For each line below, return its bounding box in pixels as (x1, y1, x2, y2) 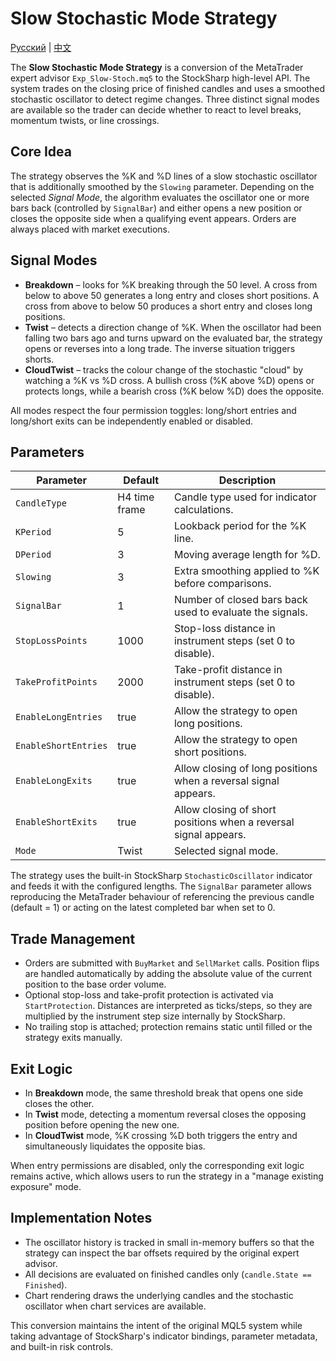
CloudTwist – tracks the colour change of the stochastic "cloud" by (24, 363, 304, 376)
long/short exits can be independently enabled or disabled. (10, 415, 254, 427)
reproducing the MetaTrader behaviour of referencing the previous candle (10, 891, 315, 903)
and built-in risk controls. (10, 1340, 114, 1352)
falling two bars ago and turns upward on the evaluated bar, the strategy (24, 332, 323, 344)
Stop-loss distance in (173, 622, 276, 636)
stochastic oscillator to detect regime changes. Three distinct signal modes (10, 93, 320, 105)
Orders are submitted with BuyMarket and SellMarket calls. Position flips (24, 957, 320, 969)
